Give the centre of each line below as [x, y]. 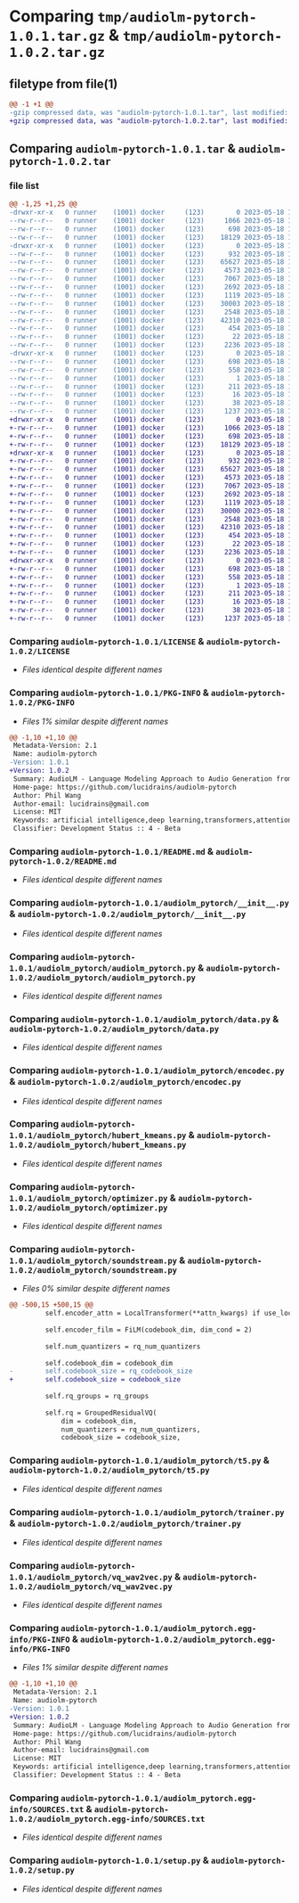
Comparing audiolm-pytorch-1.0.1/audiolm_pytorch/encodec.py [147, 1070]
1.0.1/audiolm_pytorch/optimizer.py [89, 1198]
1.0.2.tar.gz [57, 53]
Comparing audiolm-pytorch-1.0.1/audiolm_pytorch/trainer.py [147, 1512]
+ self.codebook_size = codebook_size [95, 1380]
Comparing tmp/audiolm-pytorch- [133, 16]
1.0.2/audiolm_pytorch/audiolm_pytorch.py [102, 977]
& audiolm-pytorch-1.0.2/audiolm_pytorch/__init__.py [128, 914]
